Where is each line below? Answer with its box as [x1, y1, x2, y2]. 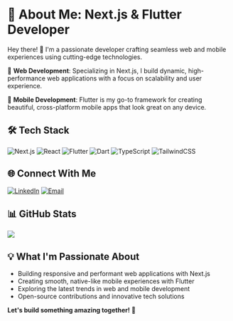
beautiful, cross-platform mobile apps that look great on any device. [7, 102, 207, 111]
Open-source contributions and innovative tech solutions [17, 292, 185, 301]
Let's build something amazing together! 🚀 [7, 306, 136, 315]
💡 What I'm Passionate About [7, 251, 140, 263]
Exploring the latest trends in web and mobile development [17, 285, 190, 293]
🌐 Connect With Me [7, 167, 97, 180]
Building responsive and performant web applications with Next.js [17, 270, 211, 278]
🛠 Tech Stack [7, 125, 70, 137]
